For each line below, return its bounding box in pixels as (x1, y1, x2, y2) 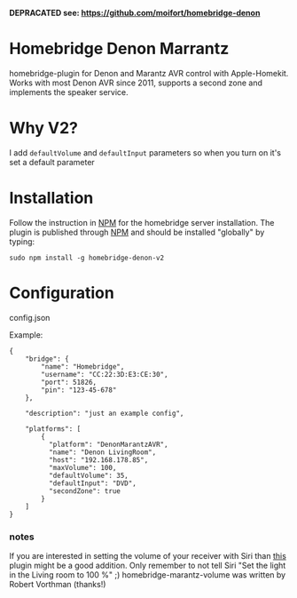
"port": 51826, (41, 378, 98, 387)
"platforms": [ (25, 424, 82, 434)
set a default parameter (9, 156, 95, 167)
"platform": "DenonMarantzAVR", (48, 440, 168, 449)
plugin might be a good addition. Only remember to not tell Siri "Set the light (9, 560, 286, 571)
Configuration (9, 283, 115, 303)
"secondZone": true (48, 486, 121, 496)
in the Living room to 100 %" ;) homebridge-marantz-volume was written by (9, 570, 286, 580)
